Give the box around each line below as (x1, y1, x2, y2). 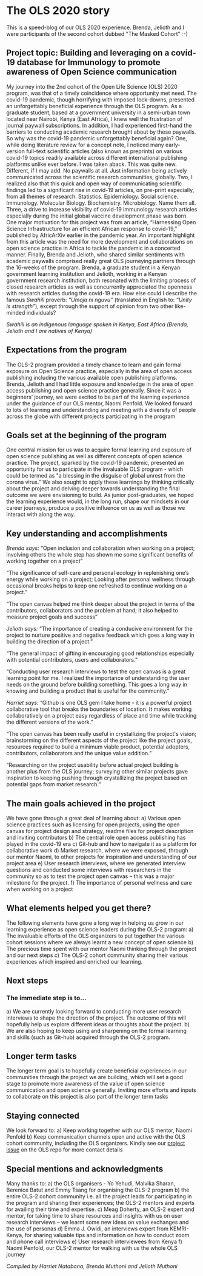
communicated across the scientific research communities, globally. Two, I (6, 173, 193, 180)
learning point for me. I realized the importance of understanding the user (6, 674, 190, 682)
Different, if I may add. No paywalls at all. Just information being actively (6, 166, 187, 174)
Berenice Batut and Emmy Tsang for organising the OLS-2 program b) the (6, 1186, 190, 1193)
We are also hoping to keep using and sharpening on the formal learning (6, 1027, 187, 1034)
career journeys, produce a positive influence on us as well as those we (6, 504, 185, 512)
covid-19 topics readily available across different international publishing (6, 154, 187, 161)
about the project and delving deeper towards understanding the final (6, 485, 180, 492)
